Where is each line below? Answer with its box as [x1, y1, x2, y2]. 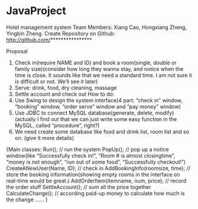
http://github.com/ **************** [6, 36, 92, 43]
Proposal [6, 47, 28, 54]
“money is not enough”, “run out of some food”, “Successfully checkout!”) [6, 158, 186, 165]
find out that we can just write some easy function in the [40, 115, 177, 122]
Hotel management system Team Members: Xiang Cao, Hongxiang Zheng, [6, 24, 187, 31]
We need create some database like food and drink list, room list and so [14, 128, 190, 135]
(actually [14, 115, 37, 122]
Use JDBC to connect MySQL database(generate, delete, [14, 109, 154, 116]
